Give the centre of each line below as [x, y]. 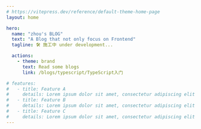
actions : [23, 56]
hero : [13, 28]
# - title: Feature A [36, 89]
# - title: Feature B [36, 100]
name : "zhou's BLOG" [37, 34]
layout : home [23, 17]
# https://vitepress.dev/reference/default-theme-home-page [83, 12]
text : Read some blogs [51, 67]
